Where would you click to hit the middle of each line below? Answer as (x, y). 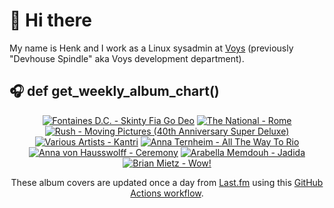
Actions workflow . (167, 193)
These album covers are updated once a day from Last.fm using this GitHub (167, 182)
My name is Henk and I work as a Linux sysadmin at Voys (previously (151, 48)
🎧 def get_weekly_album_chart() (114, 91)
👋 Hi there (50, 20)
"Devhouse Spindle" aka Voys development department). (127, 58)
